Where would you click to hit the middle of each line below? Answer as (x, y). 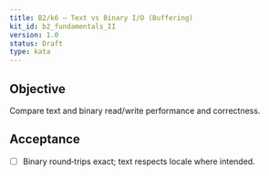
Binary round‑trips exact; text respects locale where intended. (139, 161)
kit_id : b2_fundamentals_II (63, 26)
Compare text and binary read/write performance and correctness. (135, 110)
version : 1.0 (34, 35)
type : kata (30, 52)
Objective (38, 89)
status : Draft (36, 43)
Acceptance (45, 139)
